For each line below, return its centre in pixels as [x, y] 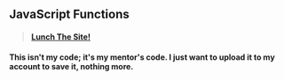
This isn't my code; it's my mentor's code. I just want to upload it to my [142, 57]
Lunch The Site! [61, 36]
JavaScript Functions [70, 15]
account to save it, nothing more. [71, 66]
